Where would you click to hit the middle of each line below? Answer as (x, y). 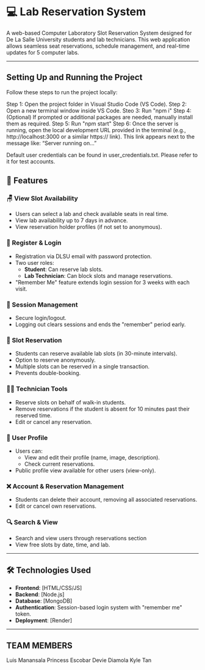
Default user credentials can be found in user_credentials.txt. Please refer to (102, 155)
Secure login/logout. (41, 318)
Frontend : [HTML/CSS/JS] (49, 588)
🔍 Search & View (32, 523)
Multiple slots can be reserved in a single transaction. (82, 367)
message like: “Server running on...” (52, 143)
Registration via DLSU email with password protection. (84, 256)
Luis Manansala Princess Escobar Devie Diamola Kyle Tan (79, 660)
